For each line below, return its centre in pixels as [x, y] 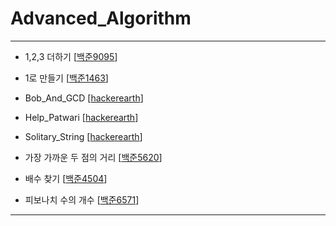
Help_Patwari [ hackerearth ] [81, 117]
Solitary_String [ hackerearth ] [83, 136]
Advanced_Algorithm [101, 18]
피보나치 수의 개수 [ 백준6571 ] [82, 199]
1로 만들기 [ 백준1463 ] [66, 78]
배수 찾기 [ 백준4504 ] [66, 178]
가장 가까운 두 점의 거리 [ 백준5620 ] [93, 157]
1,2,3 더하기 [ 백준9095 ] [71, 56]
